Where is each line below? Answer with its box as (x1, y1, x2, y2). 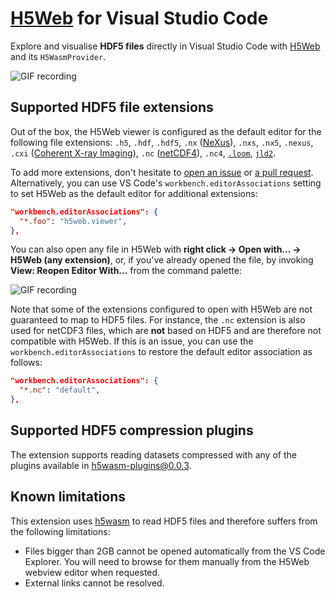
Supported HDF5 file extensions (10, 99, 214, 116)
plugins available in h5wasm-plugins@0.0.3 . (10, 459, 192, 471)
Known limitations (10, 488, 126, 506)
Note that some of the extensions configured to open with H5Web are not (10, 303, 313, 316)
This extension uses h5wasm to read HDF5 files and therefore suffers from (10, 515, 318, 527)
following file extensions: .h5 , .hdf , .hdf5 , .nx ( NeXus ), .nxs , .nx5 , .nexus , (10, 136, 314, 148)
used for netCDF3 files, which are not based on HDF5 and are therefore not (10, 325, 322, 337)
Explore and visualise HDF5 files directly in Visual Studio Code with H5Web (10, 40, 321, 52)
